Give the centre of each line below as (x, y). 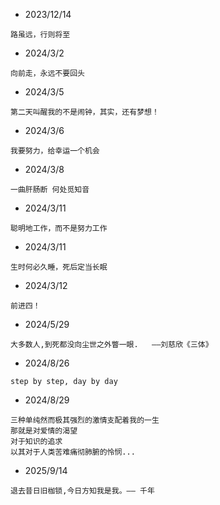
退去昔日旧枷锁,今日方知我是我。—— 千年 (82, 491)
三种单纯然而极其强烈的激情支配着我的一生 (85, 420)
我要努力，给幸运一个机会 (55, 151)
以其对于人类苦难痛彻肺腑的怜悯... (73, 452)
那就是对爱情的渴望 (44, 431)
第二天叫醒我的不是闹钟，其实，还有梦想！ (85, 112)
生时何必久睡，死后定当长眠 (59, 267)
